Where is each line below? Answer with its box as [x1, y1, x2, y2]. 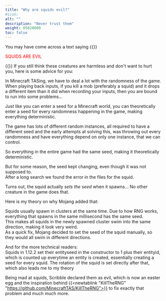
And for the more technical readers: [5, 244, 78, 250]
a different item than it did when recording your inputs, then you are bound [5, 89, 158, 94]
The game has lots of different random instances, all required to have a [5, 123, 150, 129]
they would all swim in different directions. [5, 235, 92, 240]
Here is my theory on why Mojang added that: [5, 199, 99, 204]
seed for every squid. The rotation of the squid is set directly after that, [5, 260, 150, 265]
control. [5, 139, 21, 145]
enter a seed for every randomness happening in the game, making [5, 108, 143, 114]
